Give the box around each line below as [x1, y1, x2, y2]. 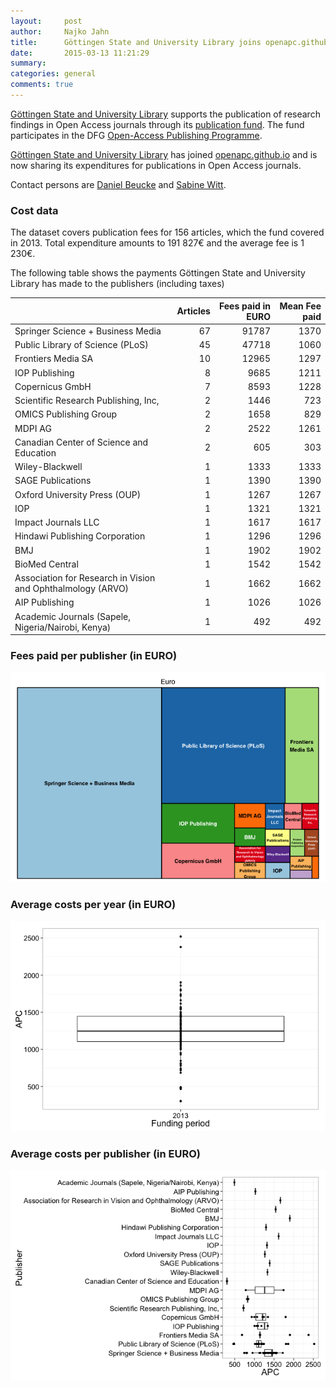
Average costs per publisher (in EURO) [10, 1146, 201, 1160]
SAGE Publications [14, 475, 92, 487]
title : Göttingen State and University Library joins [10, 37, 262, 47]
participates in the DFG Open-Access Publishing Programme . [10, 129, 263, 141]
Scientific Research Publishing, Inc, [14, 395, 160, 407]
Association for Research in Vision [14, 572, 156, 584]
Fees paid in [218, 300, 272, 312]
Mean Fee [279, 300, 322, 312]
